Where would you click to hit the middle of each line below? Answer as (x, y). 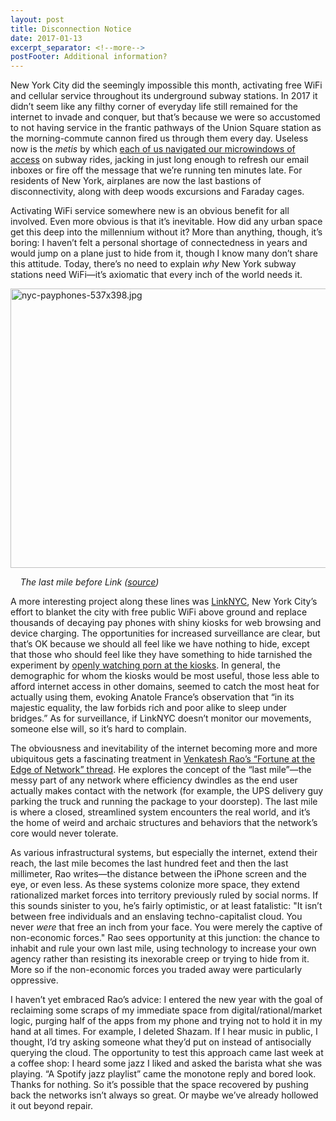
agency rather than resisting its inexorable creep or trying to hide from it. (160, 959)
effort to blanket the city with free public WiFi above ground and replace (159, 612)
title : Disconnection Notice (71, 29)
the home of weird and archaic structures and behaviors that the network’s (164, 823)
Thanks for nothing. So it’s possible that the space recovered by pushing (159, 1085)
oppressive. (34, 980)
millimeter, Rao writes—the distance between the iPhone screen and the (159, 874)
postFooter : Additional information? (89, 57)
